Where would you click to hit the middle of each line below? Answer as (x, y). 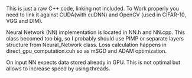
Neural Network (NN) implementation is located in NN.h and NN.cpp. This (95, 32)
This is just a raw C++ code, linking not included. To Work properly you (92, 9)
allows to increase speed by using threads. (58, 69)
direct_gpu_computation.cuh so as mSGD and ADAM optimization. (87, 51)
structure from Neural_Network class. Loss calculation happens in (87, 45)
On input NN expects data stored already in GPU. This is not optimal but (93, 62)
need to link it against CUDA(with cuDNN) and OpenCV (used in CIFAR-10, (96, 15)
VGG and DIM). (25, 21)
